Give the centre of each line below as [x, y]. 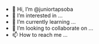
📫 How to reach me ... [40, 35]
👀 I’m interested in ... [37, 15]
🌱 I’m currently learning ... [44, 22]
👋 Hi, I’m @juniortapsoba [43, 9]
